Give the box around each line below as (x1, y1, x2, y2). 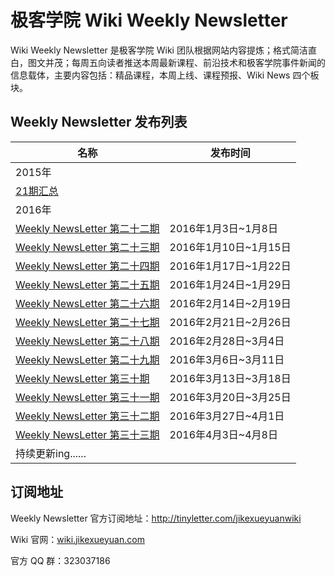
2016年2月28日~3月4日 (169, 334, 285, 348)
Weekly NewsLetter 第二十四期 (15, 259, 160, 273)
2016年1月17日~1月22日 (169, 259, 292, 273)
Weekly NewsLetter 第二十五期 (15, 277, 160, 291)
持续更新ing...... (15, 446, 87, 460)
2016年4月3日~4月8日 (169, 427, 278, 441)
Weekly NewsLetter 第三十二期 (15, 409, 160, 423)
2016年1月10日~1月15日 (169, 240, 292, 254)
